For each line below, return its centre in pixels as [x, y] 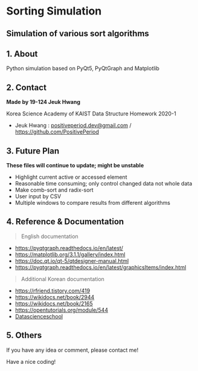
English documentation [49, 236]
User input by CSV [38, 196]
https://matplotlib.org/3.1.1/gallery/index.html [70, 254]
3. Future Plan [33, 151]
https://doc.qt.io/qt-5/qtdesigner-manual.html [72, 260]
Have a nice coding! [31, 361]
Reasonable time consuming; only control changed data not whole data [104, 184]
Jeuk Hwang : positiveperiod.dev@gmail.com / [73, 126]
